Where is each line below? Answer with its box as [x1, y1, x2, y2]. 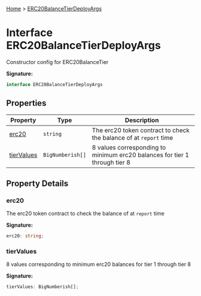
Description [124, 116, 159, 124]
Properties [6, 98, 47, 108]
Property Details [6, 179, 69, 189]
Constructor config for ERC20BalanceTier [6, 58, 109, 65]
